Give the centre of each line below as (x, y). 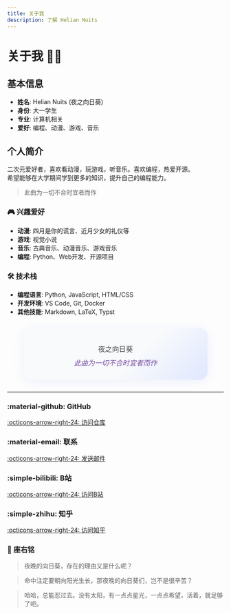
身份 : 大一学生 (37, 110)
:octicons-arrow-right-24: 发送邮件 (56, 458)
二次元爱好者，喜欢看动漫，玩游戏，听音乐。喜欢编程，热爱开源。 (100, 169)
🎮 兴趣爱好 (26, 212)
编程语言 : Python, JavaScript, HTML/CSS (75, 295)
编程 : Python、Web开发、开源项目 (66, 257)
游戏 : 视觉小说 (37, 239)
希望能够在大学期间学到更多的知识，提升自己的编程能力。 (88, 178)
